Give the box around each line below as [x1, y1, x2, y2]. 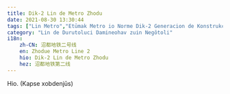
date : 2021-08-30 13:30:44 [7, 16, 84, 23]
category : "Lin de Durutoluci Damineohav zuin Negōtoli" [7, 29, 173, 36]
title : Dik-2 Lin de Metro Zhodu [7, 10, 103, 17]
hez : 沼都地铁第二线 [19, 61, 71, 67]
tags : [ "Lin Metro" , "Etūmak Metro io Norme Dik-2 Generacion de [7, 22, 194, 29]
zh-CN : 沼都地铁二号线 [19, 42, 77, 48]
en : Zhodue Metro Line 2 [19, 48, 90, 55]
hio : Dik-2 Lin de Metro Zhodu [19, 54, 109, 61]
